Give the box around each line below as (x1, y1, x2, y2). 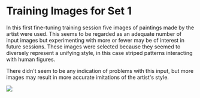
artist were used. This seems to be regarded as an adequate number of (6, 30, 182, 37)
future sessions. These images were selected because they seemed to (6, 43, 181, 50)
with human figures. (6, 56, 56, 63)
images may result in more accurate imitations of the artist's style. (6, 73, 169, 81)
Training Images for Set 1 (6, 4, 132, 18)
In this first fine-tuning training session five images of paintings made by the (6, 24, 195, 31)
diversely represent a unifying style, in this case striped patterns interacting (6, 49, 193, 56)
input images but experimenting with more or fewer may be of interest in (6, 36, 184, 44)
